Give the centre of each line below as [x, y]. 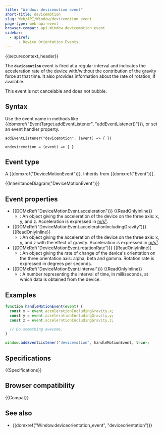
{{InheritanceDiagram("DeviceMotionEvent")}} [53, 183]
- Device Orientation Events [48, 42]
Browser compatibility [40, 386]
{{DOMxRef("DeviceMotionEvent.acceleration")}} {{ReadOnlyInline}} [82, 211]
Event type [22, 162]
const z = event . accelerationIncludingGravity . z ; [62, 320]
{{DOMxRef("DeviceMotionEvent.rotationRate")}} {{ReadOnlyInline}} [82, 248]
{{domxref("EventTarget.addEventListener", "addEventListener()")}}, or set [81, 124]
